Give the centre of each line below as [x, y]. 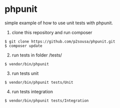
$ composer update [23, 46]
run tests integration [32, 91]
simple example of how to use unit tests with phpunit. [59, 23]
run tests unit [25, 73]
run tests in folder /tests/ [37, 55]
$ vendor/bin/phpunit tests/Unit [39, 82]
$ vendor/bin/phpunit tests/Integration [47, 101]
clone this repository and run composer [52, 32]
